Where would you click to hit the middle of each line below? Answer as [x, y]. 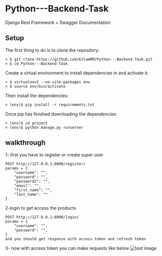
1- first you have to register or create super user [54, 154]
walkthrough [25, 143]
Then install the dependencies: [37, 96]
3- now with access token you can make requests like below [67, 248]
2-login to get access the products [41, 208]
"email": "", [28, 186]
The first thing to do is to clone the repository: [52, 50]
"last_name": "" [31, 194]
